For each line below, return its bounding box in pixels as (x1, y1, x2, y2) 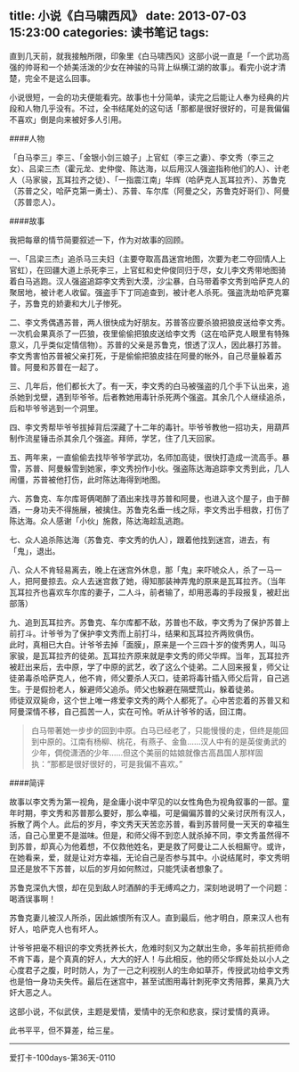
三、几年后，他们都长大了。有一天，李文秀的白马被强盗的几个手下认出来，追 (9, 380, 290, 391)
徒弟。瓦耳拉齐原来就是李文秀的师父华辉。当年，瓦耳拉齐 (78, 650, 290, 661)
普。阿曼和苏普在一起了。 (9, 361, 103, 372)
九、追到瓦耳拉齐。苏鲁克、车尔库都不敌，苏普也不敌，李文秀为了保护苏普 (9, 616, 282, 627)
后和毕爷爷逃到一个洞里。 (9, 402, 103, 413)
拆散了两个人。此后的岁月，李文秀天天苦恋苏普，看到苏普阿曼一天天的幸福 (9, 819, 282, 829)
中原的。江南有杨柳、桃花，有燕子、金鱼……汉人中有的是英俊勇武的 (38, 736, 287, 746)
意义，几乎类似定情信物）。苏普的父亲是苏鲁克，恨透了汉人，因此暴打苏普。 (9, 339, 287, 350)
